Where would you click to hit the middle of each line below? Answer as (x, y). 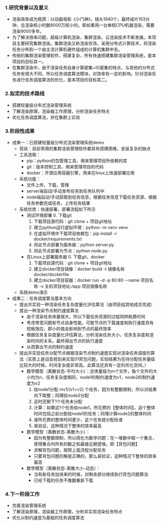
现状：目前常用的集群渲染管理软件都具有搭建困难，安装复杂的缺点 (85, 148)
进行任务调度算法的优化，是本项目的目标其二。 (63, 80)
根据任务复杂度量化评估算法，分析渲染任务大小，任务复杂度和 (88, 335)
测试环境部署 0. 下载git (49, 215)
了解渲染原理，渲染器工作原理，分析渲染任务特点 (61, 111)
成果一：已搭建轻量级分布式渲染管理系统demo (58, 142)
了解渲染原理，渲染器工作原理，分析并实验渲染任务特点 (67, 512)
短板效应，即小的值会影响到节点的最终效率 (69, 328)
